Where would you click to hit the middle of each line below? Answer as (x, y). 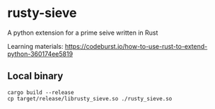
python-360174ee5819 (40, 54)
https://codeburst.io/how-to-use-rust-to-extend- (136, 46)
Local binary (35, 76)
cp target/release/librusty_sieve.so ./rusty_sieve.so (90, 98)
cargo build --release (41, 92)
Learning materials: (35, 46)
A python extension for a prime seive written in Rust (83, 33)
